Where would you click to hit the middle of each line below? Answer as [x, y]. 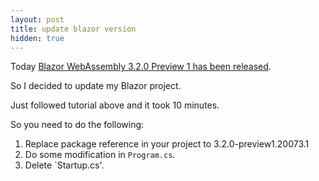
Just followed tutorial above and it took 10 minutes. [115, 105]
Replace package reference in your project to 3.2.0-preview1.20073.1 [167, 144]
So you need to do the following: [77, 125]
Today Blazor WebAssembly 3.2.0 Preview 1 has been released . [141, 67]
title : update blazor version [73, 29]
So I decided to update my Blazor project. [96, 86]
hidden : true [37, 38]
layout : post [37, 19]
